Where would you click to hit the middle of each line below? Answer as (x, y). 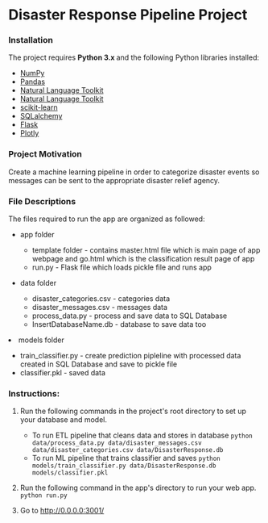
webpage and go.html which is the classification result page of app (143, 259)
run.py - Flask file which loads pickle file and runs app (122, 267)
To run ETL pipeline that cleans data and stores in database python (142, 435)
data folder (38, 283)
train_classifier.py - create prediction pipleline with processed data (130, 356)
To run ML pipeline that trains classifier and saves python (126, 458)
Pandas (33, 82)
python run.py (43, 496)
